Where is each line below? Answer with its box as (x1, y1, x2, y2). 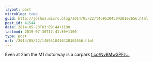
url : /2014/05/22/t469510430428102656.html (5, 38, 94, 43)
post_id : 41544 (5, 20, 36, 25)
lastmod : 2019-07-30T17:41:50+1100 (5, 29, 77, 34)
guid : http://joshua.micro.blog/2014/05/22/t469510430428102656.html (5, 16, 149, 21)
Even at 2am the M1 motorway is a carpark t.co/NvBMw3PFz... (5, 51, 130, 57)
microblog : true (5, 12, 38, 16)
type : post (5, 34, 27, 39)
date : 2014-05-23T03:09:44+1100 (5, 25, 70, 30)
